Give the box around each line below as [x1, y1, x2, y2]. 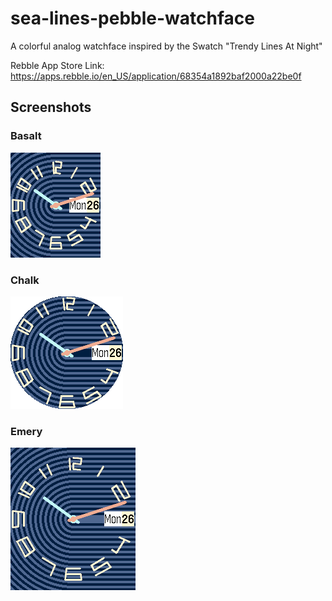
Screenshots [10, 99, 92, 116]
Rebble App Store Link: [10, 59, 105, 71]
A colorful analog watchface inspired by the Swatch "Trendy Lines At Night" [10, 40, 323, 52]
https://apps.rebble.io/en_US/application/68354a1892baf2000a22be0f [10, 70, 302, 82]
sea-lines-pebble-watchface [10, 7, 255, 30]
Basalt [10, 129, 42, 143]
